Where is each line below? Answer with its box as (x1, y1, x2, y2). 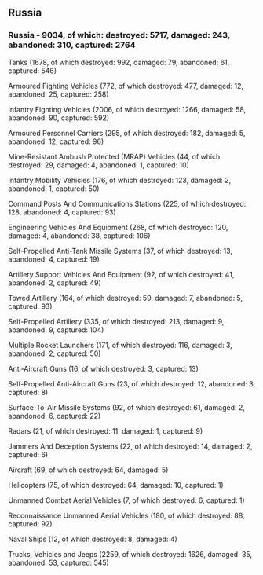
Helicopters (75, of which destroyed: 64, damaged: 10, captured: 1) (8, 480, 224, 489)
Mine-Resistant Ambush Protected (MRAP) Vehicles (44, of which (8, 152, 221, 161)
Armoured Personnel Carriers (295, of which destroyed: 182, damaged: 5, (8, 128, 246, 137)
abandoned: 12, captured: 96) (8, 137, 104, 146)
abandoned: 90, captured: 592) (8, 113, 110, 123)
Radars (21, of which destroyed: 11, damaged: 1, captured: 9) (8, 426, 203, 435)
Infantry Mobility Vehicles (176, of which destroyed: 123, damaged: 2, (8, 175, 232, 185)
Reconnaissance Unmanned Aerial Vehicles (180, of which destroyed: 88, (8, 511, 245, 520)
